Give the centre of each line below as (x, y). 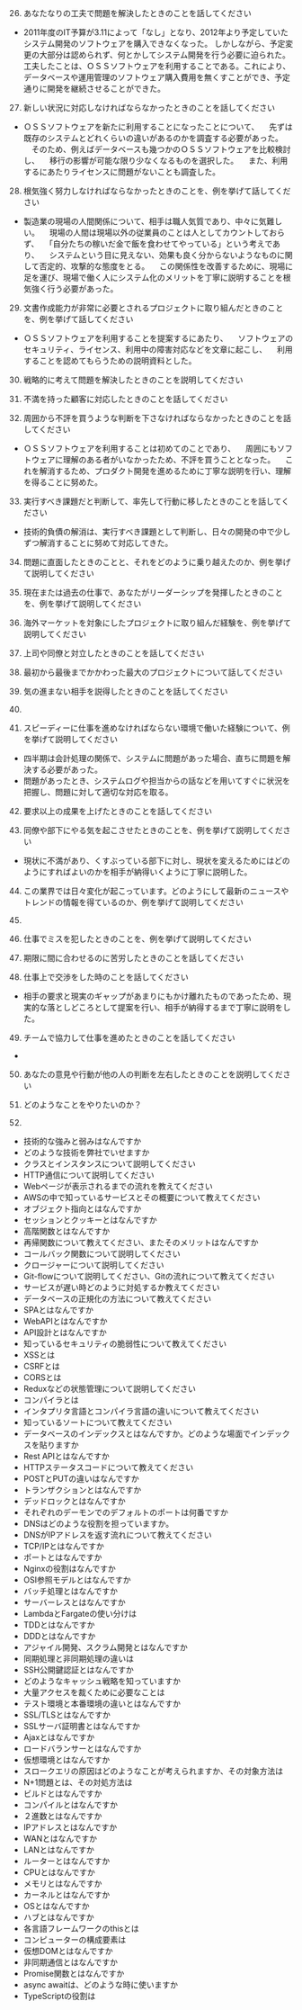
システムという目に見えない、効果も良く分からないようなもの (163, 255)
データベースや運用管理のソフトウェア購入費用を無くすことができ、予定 (157, 77)
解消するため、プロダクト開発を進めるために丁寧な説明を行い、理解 (165, 471)
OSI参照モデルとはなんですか (77, 1580)
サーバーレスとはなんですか (74, 1602)
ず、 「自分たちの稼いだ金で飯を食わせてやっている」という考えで (148, 244)
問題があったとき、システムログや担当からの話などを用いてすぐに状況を (156, 781)
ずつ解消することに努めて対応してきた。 (98, 543)
